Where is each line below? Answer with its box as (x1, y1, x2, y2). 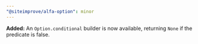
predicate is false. (6, 31, 50, 38)
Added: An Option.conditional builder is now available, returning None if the (6, 25, 193, 32)
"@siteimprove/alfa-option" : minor (6, 8, 95, 15)
